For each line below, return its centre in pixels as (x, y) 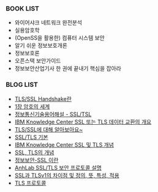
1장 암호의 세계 (32, 106)
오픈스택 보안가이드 (38, 61)
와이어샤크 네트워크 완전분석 (48, 23)
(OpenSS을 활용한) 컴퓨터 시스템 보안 (59, 38)
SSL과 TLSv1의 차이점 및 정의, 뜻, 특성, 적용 (67, 175)
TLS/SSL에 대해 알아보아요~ (49, 129)
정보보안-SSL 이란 (36, 160)
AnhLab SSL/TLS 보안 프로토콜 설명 (58, 168)
